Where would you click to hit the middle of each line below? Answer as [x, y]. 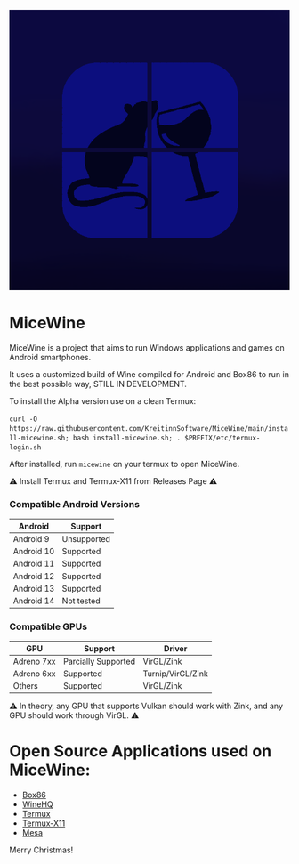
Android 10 [34, 552]
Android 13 [34, 588]
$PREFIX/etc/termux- [222, 438]
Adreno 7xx [34, 661]
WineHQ [37, 804]
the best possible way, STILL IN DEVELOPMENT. [98, 384]
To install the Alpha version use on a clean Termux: [103, 400]
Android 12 [34, 576]
